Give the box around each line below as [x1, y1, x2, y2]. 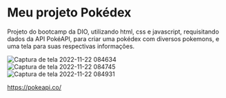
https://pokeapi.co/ [7, 83, 62, 91]
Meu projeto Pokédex [7, 5, 132, 21]
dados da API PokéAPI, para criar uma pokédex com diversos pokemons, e [7, 34, 220, 42]
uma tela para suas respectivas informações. [7, 42, 135, 50]
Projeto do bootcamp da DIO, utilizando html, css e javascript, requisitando [7, 27, 219, 36]
